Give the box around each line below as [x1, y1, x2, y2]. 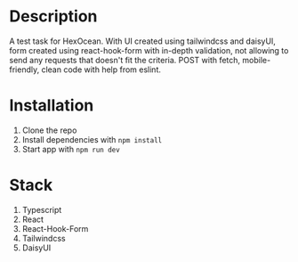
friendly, [9, 64, 40, 75]
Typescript [21, 204, 62, 215]
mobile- [242, 54, 271, 65]
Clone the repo [21, 125, 77, 135]
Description [9, 6, 98, 27]
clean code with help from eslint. [41, 64, 162, 75]
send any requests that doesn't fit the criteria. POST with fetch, [9, 54, 241, 65]
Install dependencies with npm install [21, 134, 163, 144]
